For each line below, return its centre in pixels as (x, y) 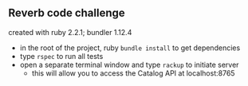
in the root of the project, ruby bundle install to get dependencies (130, 48)
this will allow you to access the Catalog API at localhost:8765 (133, 73)
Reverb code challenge (67, 13)
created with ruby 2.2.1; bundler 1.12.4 (70, 32)
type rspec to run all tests (61, 56)
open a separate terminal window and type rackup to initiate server (129, 64)
